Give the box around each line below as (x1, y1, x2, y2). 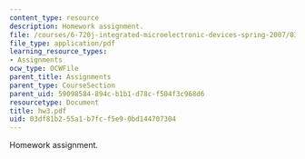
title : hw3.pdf (9, 106, 67, 115)
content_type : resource (9, 13, 100, 23)
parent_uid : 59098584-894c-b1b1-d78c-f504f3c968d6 (9, 89, 205, 98)
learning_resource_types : (9, 47, 107, 56)
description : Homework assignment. (9, 22, 144, 31)
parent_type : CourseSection (9, 81, 116, 90)
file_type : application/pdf (9, 38, 116, 48)
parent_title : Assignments (9, 73, 112, 82)
